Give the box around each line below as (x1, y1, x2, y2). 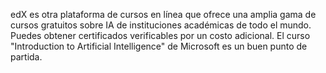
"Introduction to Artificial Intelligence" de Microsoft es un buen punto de (10, 40, 308, 52)
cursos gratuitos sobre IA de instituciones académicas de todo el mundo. (10, 19, 312, 31)
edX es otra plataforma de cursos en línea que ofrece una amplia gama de (10, 9, 317, 20)
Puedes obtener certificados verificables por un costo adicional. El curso (10, 30, 311, 41)
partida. (10, 51, 43, 63)
